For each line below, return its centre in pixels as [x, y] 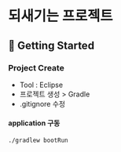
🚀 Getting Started [51, 45]
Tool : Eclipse [41, 85]
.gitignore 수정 [42, 103]
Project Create [36, 67]
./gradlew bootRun [38, 141]
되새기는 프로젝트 [60, 16]
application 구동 [34, 123]
